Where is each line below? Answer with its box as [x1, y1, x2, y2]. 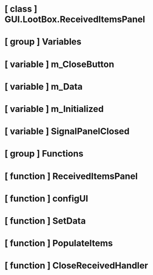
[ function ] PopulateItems [4, 238, 113, 249]
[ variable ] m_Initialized [4, 103, 104, 115]
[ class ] [4, 3, 38, 15]
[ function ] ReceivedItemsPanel [4, 170, 138, 182]
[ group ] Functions [4, 148, 84, 160]
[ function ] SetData [4, 215, 86, 226]
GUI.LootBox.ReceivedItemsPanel [4, 14, 145, 25]
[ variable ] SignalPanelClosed [4, 126, 130, 137]
